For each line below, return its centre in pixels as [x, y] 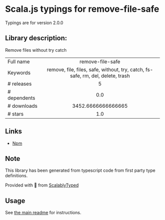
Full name [19, 62]
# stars [15, 114]
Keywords [19, 72]
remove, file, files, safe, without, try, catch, [96, 69]
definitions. [16, 176]
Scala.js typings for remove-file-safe [82, 9]
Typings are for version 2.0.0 [34, 23]
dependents [21, 98]
